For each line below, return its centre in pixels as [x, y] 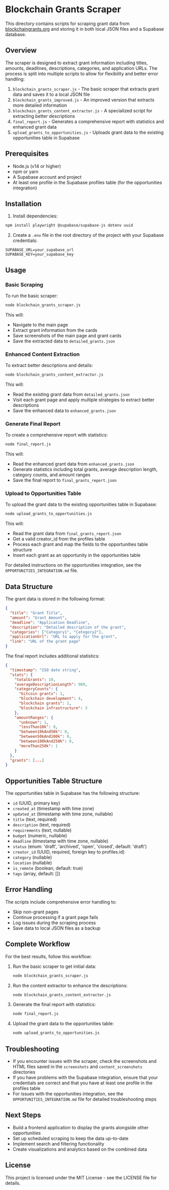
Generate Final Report [33, 424]
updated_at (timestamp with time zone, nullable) [63, 814]
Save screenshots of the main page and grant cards [67, 335]
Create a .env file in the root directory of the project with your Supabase [88, 235]
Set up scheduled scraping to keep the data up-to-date [71, 1138]
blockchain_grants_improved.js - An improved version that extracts [83, 100]
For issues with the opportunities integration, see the [68, 1094]
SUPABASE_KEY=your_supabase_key [39, 254]
